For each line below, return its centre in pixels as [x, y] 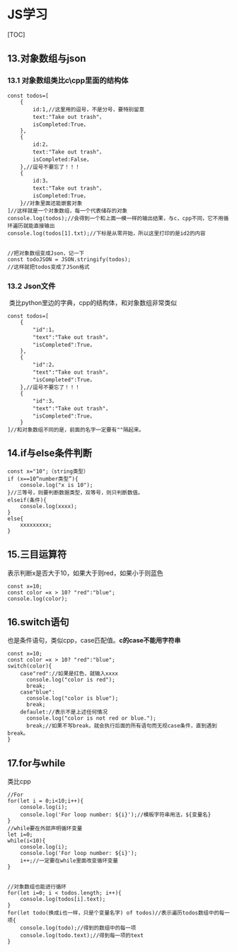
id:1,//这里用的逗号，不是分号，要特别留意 [89, 109]
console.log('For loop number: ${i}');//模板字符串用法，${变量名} [116, 815]
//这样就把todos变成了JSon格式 [48, 267]
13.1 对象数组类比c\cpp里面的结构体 [68, 81]
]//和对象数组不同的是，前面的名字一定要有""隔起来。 [76, 430]
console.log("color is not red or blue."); [91, 718]
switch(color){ [30, 666]
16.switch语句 [38, 622]
